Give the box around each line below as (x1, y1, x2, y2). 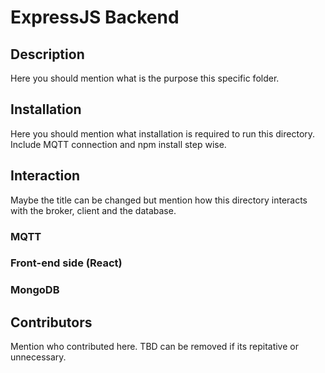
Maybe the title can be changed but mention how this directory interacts (10, 194, 308, 206)
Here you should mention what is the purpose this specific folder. (10, 72, 280, 84)
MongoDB (10, 283, 60, 297)
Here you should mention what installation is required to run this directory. (10, 127, 316, 140)
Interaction (10, 167, 81, 185)
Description (10, 46, 85, 63)
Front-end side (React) (10, 256, 123, 270)
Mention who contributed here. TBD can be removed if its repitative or (10, 341, 299, 353)
